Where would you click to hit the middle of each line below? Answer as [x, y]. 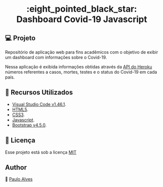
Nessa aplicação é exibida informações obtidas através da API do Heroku [79, 67]
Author [16, 168]
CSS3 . [18, 114]
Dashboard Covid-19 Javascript [82, 19]
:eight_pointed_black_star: [82, 9]
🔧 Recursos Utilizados [39, 93]
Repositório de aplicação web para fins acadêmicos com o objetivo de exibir [81, 52]
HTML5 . [20, 109]
